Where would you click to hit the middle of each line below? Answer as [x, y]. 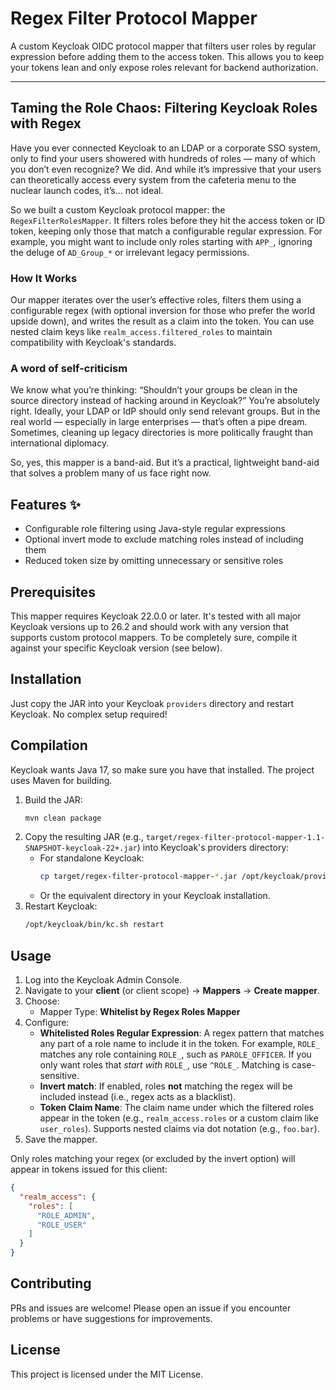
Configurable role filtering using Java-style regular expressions [155, 529]
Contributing [51, 1283]
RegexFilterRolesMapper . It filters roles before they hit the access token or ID [168, 220]
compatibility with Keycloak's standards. [93, 343]
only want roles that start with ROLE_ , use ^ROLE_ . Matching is [164, 1065]
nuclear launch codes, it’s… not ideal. [87, 190]
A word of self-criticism [69, 368]
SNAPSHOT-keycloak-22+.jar [81, 848]
